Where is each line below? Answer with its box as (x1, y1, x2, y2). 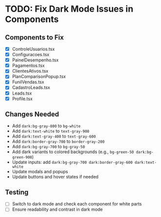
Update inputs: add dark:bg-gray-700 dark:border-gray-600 (12, 159, 133, 165)
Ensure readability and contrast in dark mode (12, 206, 103, 213)
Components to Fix (5, 33, 64, 41)
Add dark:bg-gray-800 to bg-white (12, 123, 81, 129)
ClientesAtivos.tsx (12, 68, 49, 74)
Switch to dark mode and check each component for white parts (12, 201, 142, 207)
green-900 (12, 155, 33, 160)
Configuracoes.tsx (12, 52, 50, 58)
